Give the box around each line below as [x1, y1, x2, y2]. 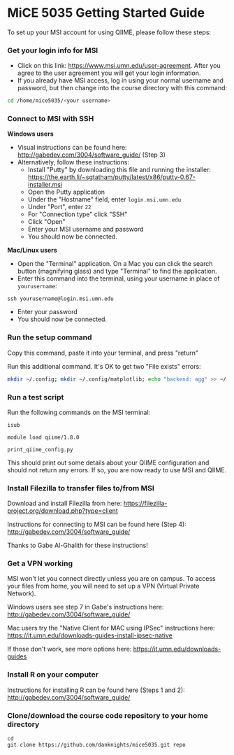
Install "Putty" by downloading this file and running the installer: [27, 166, 212, 174]
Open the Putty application [27, 188, 105, 197]
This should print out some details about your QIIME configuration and [7, 458, 210, 467]
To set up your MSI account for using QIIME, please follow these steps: [7, 28, 212, 36]
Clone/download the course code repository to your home [7, 710, 208, 720]
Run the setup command [7, 332, 92, 342]
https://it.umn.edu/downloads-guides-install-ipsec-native [7, 631, 173, 640]
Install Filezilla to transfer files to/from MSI [7, 483, 155, 493]
